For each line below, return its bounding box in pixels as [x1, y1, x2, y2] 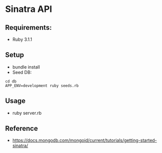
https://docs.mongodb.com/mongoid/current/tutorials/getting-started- [12, 138, 158, 144]
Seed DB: [12, 69, 32, 75]
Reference [5, 124, 38, 133]
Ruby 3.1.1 [12, 36, 32, 42]
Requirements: [5, 23, 52, 32]
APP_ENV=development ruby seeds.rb [5, 83, 79, 88]
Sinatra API [5, 3, 52, 15]
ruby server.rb [12, 110, 42, 116]
